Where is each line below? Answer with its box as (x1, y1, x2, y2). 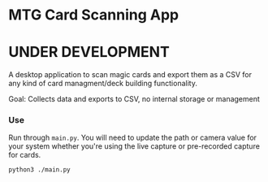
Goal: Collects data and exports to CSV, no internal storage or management (8, 94, 260, 104)
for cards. (8, 150, 41, 160)
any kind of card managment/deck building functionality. (8, 79, 197, 89)
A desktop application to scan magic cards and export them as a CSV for (8, 70, 253, 80)
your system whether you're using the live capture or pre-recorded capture (8, 141, 260, 151)
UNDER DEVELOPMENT (8, 43, 171, 62)
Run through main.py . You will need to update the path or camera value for (8, 132, 257, 143)
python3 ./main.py (8, 166, 71, 174)
